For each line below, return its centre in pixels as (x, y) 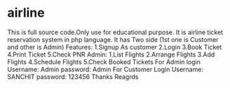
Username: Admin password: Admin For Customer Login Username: (105, 69)
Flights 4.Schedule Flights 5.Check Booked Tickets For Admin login (104, 61)
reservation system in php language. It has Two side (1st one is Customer (113, 39)
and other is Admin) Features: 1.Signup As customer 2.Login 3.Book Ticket (115, 47)
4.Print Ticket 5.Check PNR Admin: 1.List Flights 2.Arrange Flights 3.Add (111, 54)
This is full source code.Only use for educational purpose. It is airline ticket (115, 32)
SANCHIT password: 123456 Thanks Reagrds (73, 76)
